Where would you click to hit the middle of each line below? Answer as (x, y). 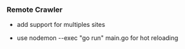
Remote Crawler (35, 10)
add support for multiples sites (61, 25)
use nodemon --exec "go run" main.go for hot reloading (97, 38)
